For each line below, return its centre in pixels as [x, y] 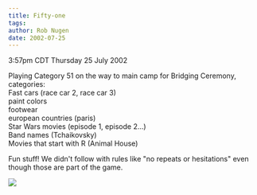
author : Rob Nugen [39, 30]
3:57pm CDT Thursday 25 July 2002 [68, 60]
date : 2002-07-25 [37, 38]
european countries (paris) [52, 118]
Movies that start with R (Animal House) [73, 143]
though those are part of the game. [66, 167]
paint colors [28, 101]
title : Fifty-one [37, 16]
